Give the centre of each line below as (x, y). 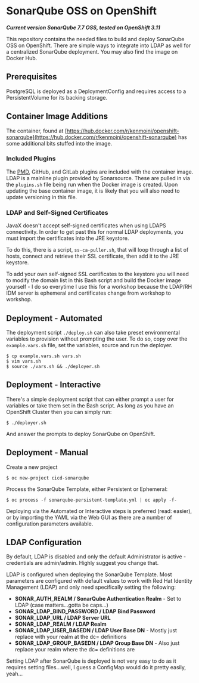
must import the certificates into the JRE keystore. (68, 238)
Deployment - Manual (47, 452)
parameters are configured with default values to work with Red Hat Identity (99, 581)
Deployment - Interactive (54, 385)
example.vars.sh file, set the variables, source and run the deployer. (89, 345)
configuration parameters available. (50, 524)
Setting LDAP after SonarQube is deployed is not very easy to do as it (91, 661)
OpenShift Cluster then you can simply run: (59, 412)
